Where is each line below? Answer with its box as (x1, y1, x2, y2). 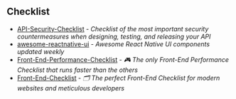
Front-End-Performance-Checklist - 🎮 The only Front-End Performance (16, 55, 229, 63)
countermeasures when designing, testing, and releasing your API (16, 32, 211, 41)
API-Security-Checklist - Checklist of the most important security (16, 24, 209, 33)
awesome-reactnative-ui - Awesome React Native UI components (16, 39, 210, 48)
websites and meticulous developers (16, 83, 125, 92)
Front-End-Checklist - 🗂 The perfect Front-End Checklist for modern (16, 73, 220, 82)
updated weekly (16, 47, 65, 56)
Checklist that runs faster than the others (16, 66, 138, 74)
